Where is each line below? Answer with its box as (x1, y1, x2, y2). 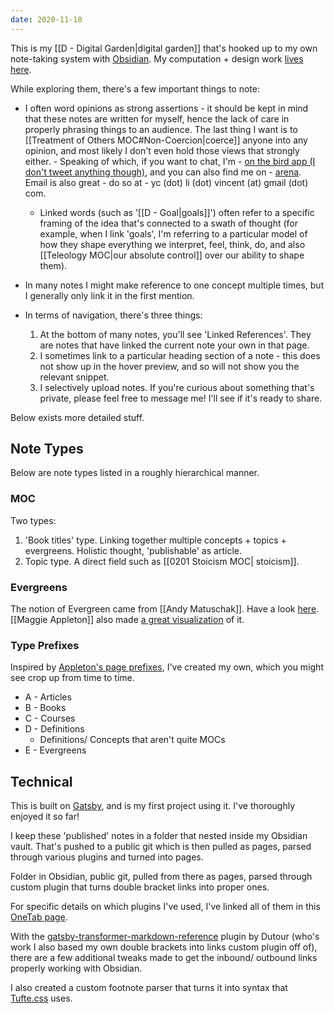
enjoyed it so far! (10, 811, 80, 823)
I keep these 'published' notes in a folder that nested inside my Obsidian (10, 830, 308, 842)
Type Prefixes (10, 638, 80, 652)
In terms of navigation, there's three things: (24, 309, 203, 321)
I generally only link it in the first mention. (24, 289, 195, 301)
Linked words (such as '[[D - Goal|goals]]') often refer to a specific (39, 206, 315, 218)
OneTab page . (10, 911, 68, 923)
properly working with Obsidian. (10, 962, 143, 975)
